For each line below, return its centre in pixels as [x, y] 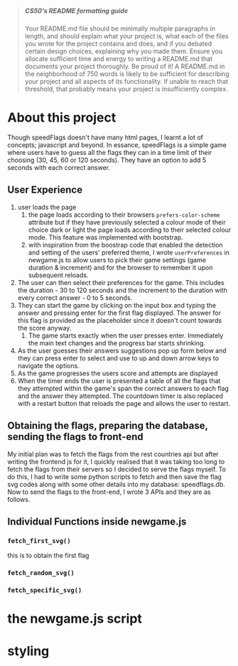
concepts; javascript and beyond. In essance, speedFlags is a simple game [117, 145]
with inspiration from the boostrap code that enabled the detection [125, 245]
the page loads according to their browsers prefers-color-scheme [124, 215]
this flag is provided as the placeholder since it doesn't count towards [120, 320]
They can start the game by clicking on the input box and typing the [117, 305]
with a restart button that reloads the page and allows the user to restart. [124, 403]
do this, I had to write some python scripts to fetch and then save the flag [114, 476]
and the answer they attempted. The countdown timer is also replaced [120, 396]
